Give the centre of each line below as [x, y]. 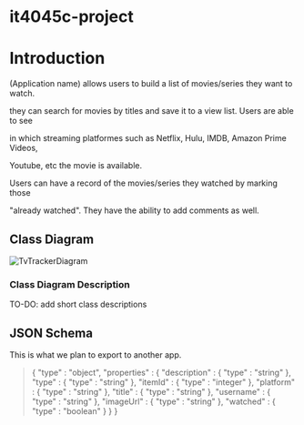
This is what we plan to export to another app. [96, 355]
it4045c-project [71, 17]
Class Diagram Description [70, 284]
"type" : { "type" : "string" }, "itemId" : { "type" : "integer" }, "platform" [163, 382]
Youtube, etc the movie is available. [76, 166]
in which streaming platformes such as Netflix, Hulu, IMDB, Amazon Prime [148, 138]
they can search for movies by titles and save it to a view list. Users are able [152, 111]
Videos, [24, 148]
